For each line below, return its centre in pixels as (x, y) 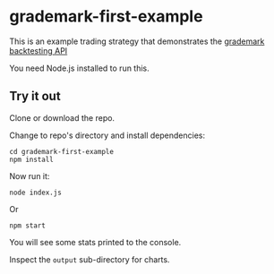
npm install (31, 159)
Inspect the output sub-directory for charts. (90, 259)
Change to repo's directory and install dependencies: (107, 135)
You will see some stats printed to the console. (95, 242)
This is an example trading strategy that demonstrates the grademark (137, 41)
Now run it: (30, 176)
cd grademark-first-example (62, 151)
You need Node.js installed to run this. (79, 68)
